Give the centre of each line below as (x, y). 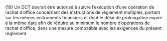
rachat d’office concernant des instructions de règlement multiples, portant (83, 12)
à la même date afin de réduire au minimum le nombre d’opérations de (78, 23)
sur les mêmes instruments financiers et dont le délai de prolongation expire (84, 18)
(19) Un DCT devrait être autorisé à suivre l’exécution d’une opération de (80, 7)
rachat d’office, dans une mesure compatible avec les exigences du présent (83, 28)
